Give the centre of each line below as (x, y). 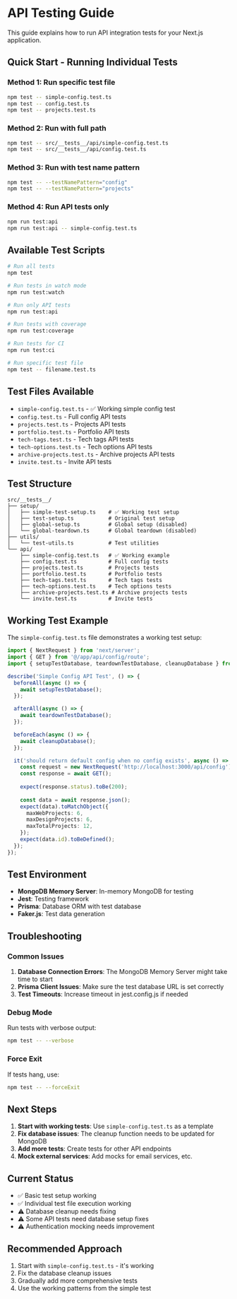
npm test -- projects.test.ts (52, 110)
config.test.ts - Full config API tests (72, 416)
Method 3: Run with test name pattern (73, 167)
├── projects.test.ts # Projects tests (90, 568)
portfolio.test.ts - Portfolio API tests (74, 432)
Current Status (41, 1179)
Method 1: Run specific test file (61, 83)
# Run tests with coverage (47, 324)
